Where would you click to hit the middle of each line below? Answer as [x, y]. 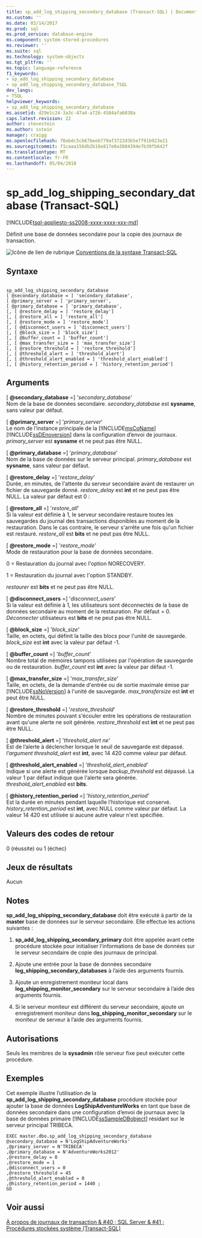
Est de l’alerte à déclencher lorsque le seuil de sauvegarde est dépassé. [95, 747]
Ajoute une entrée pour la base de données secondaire [83, 964]
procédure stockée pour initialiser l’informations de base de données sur [105, 946]
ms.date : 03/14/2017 [32, 23]
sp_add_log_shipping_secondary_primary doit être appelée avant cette [104, 940]
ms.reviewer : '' [26, 46]
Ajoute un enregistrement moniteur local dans [72, 982]
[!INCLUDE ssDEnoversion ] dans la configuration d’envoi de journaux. [92, 434]
